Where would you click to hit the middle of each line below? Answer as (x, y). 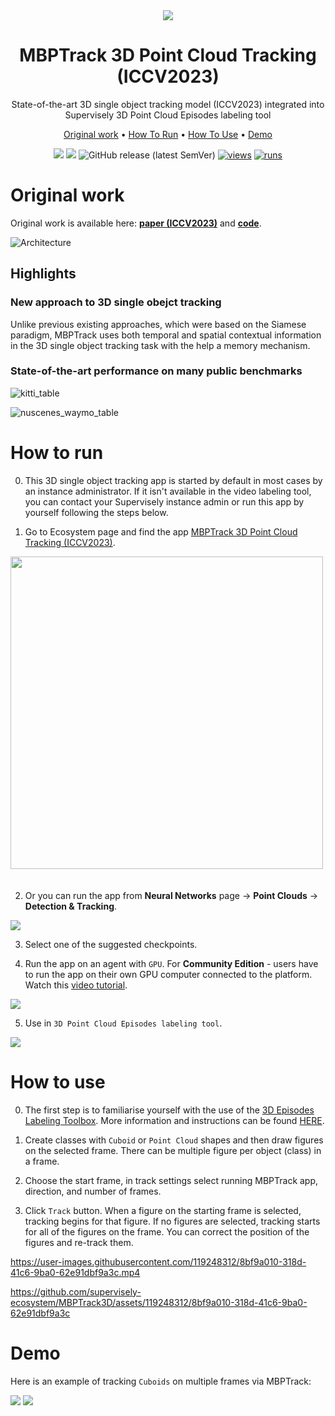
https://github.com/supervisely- (76, 1291)
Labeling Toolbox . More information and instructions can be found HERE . (174, 1120)
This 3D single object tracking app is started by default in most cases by (173, 480)
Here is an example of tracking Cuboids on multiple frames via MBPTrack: (161, 1381)
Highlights (43, 274)
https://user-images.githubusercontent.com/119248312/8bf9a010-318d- (158, 1261)
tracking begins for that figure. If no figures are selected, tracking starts (172, 1221)
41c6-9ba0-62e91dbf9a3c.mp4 (75, 1272)
